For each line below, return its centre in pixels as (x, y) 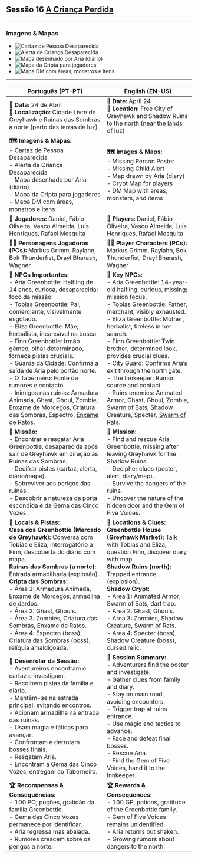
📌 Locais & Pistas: (34, 522)
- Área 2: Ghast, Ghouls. (43, 611)
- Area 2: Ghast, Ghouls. (141, 611)
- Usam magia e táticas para (49, 728)
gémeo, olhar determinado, (47, 349)
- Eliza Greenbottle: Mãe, (44, 327)
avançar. (21, 735)
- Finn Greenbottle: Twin (141, 341)
